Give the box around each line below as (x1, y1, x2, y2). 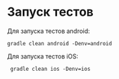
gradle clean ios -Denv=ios (10, 65, 91, 72)
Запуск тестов (7, 4, 94, 20)
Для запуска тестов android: (7, 27, 91, 35)
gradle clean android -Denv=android (7, 40, 112, 47)
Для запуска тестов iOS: (7, 52, 79, 60)
